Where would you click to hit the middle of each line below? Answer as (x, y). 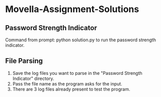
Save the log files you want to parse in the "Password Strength (77, 73)
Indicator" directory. (33, 78)
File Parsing (24, 61)
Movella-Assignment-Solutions (72, 9)
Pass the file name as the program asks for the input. (67, 83)
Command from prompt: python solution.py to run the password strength (80, 40)
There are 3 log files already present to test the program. (71, 89)
